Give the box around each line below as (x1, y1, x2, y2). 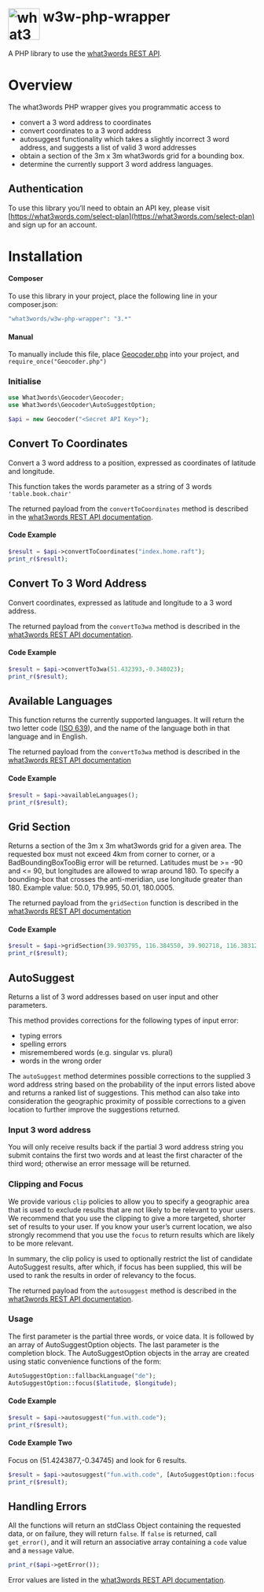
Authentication (8, 182, 84, 196)
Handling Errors (8, 1500, 87, 1513)
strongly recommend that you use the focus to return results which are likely (8, 1230, 255, 1239)
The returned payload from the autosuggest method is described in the (8, 1286, 237, 1295)
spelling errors (19, 1039, 67, 1049)
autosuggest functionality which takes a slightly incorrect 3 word (19, 134, 229, 143)
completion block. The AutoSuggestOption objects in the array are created (8, 1348, 250, 1357)
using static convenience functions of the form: (8, 1357, 162, 1366)
